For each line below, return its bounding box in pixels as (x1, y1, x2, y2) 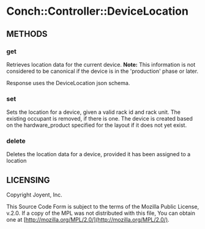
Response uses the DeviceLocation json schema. (6, 79, 130, 86)
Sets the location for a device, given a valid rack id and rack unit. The (6, 108, 181, 116)
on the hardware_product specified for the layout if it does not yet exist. (6, 121, 187, 129)
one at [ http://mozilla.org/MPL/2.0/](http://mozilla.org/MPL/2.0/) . (6, 216, 170, 223)
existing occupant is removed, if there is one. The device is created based (6, 115, 193, 122)
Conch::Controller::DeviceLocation (6, 4, 188, 18)
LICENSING (6, 175, 50, 185)
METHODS (6, 29, 48, 39)
